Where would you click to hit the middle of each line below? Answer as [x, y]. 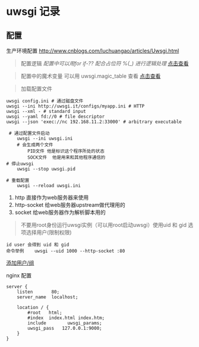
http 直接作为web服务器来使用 [52, 197]
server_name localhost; [48, 297]
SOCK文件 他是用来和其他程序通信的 [67, 157]
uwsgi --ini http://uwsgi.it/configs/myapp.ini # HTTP [75, 106]
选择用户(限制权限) [49, 232]
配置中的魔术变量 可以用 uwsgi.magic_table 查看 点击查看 [91, 76]
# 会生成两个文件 [35, 145]
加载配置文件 [36, 89]
